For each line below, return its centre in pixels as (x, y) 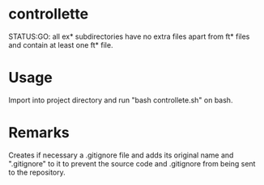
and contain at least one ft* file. (61, 44)
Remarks (39, 133)
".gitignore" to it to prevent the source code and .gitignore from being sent (132, 163)
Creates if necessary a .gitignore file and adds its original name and (121, 155)
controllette (49, 14)
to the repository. (37, 172)
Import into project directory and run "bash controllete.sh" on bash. (121, 100)
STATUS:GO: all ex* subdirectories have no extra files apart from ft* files (129, 36)
